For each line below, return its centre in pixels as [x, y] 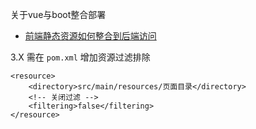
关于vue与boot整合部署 [58, 14]
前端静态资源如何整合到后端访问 [90, 36]
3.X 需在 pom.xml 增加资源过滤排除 [80, 57]
